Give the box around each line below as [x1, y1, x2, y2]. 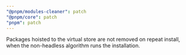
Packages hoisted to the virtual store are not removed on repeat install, [6, 36, 181, 43]
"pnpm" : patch [6, 20, 42, 25]
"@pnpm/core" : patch [6, 14, 58, 20]
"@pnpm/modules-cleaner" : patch [6, 8, 86, 15]
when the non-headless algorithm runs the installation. [6, 42, 140, 49]
